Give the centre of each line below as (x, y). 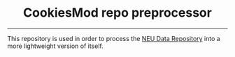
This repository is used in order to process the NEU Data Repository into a (114, 38)
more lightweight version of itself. (55, 46)
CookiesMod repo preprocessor (117, 13)
